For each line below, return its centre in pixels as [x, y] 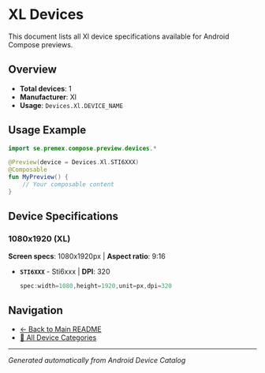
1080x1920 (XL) [39, 239]
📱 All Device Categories [58, 338]
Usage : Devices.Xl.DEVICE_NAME [71, 105]
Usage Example [47, 131]
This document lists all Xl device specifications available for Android [119, 36]
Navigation [35, 310]
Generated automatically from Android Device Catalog [97, 360]
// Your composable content [68, 185]
